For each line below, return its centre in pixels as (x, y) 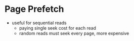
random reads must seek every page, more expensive (74, 33)
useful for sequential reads (39, 23)
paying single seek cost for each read (58, 28)
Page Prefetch (34, 9)
